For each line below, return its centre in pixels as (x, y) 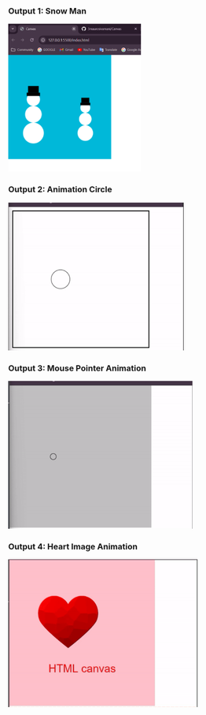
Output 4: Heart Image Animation (73, 546)
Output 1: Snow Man (47, 11)
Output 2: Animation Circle (60, 189)
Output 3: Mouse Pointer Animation (77, 368)
